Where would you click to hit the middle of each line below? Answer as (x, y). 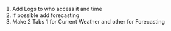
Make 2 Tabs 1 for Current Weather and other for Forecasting (89, 22)
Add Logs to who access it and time (57, 9)
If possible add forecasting (46, 15)
